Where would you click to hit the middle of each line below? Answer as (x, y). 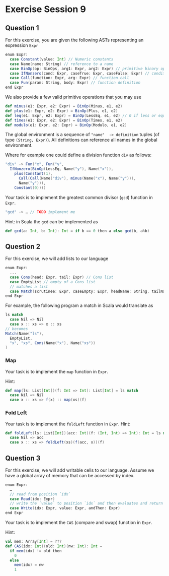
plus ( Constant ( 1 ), (33, 174)
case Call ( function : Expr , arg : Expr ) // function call (69, 78)
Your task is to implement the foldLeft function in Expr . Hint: (68, 424)
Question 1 (22, 28)
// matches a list (29, 286)
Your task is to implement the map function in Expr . (57, 371)
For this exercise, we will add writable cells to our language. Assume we (80, 470)
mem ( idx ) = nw (29, 565)
